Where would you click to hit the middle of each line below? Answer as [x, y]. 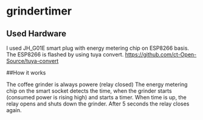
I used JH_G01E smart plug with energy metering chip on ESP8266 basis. [98, 48]
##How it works [26, 73]
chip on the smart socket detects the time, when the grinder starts [89, 91]
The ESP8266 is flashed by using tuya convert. [65, 55]
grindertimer [39, 11]
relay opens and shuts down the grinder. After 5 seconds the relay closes [98, 104]
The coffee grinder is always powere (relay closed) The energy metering [97, 84]
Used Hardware [36, 34]
